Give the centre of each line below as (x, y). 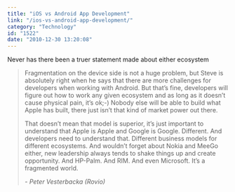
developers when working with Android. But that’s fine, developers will (126, 88)
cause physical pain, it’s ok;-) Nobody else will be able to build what (122, 103)
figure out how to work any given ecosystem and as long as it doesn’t (125, 96)
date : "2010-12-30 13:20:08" (50, 40)
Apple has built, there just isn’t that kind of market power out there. (121, 110)
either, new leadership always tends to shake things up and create (120, 154)
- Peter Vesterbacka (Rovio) (65, 182)
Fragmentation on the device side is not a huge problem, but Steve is (124, 73)
